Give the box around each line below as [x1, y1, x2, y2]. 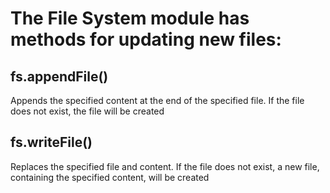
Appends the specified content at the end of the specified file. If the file [10, 95, 305, 106]
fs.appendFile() [10, 68, 109, 85]
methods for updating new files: [10, 28, 282, 51]
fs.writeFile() [10, 134, 93, 151]
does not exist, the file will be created [10, 105, 165, 117]
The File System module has [10, 7, 250, 30]
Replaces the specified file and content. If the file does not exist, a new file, [10, 160, 320, 172]
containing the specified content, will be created [10, 171, 210, 183]
